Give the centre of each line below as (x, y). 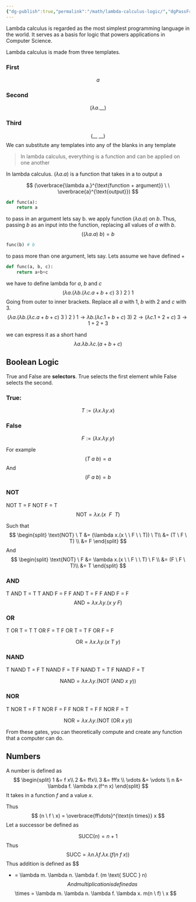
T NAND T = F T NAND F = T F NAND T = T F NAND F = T (75, 670)
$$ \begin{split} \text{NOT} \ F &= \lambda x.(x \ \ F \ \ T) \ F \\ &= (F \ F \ (98, 559)
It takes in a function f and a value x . (50, 795)
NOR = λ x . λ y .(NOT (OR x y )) (98, 720)
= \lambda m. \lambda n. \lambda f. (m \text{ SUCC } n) (81, 875)
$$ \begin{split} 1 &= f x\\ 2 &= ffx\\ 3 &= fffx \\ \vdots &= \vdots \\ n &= (98, 780)
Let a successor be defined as (42, 825)
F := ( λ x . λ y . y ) (98, 438)
